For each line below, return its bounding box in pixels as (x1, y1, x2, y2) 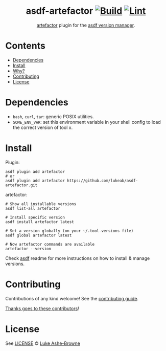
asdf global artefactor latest (5, 233, 72, 238)
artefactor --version (5, 246, 52, 251)
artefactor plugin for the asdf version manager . (36, 22, 135, 28)
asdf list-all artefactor (5, 206, 60, 211)
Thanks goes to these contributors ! (5, 305, 79, 312)
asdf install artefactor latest (5, 219, 74, 225)
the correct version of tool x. (12, 124, 73, 130)
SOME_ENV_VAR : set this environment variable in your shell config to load (12, 119, 161, 125)
